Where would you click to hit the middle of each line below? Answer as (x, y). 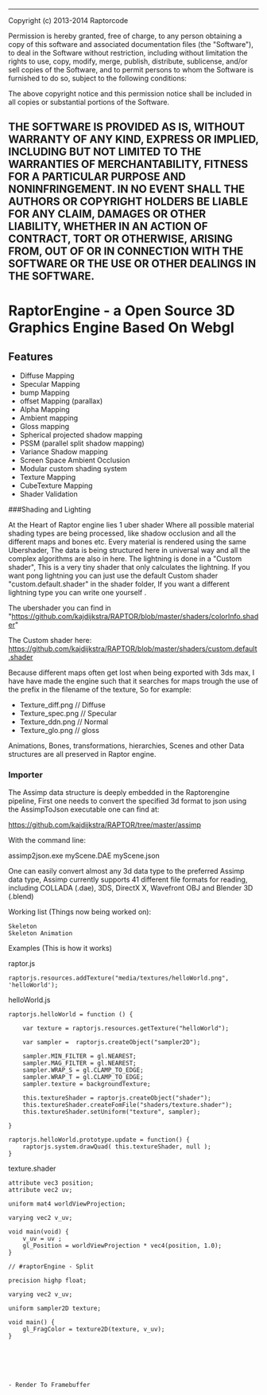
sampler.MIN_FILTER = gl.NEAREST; (79, 1056)
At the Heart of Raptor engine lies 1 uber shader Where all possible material (131, 525)
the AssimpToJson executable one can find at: (84, 809)
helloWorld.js (29, 999)
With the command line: (47, 840)
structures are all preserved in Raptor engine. (82, 754)
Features (31, 356)
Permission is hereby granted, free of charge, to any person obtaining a (125, 36)
